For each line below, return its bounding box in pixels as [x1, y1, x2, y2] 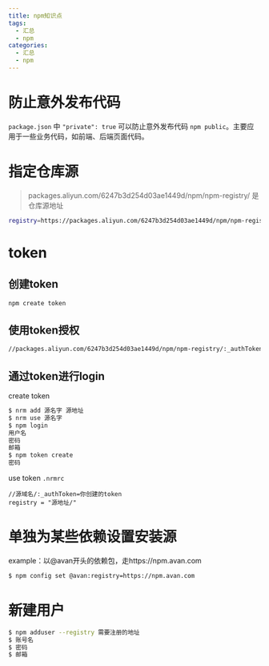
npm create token [8, 299, 66, 307]
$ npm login [8, 422, 48, 430]
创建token [8, 277, 58, 291]
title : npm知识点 [8, 11, 62, 20]
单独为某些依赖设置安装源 [8, 528, 178, 546]
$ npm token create [8, 451, 74, 459]
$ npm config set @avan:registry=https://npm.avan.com [8, 571, 195, 579]
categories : [8, 42, 48, 50]
